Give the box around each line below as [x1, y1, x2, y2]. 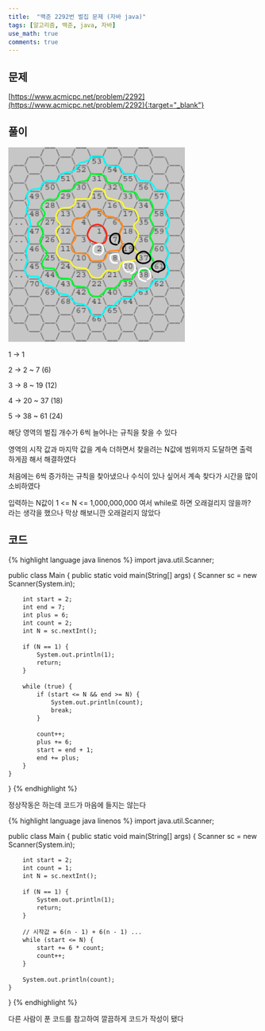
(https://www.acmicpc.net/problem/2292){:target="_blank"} [8, 100, 205, 110]
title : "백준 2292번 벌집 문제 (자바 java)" [8, 13, 147, 21]
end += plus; [36, 754, 80, 762]
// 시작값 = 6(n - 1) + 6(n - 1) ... [22, 928, 143, 936]
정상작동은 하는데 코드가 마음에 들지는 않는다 [8, 800, 147, 810]
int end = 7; [22, 603, 66, 611]
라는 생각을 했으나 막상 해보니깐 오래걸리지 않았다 [8, 508, 161, 517]
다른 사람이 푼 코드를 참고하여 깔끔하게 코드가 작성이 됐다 [8, 1014, 184, 1023]
